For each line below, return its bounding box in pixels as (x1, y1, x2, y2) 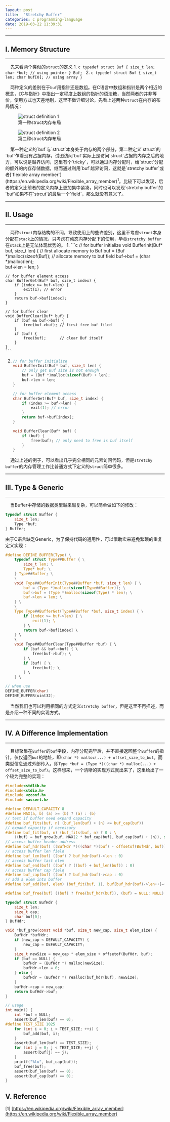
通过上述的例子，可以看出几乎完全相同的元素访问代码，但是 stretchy (10, 457, 153, 463)
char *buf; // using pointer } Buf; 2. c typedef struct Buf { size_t (5, 69, 157, 76)
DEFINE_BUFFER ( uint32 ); (5, 693, 56, 698)
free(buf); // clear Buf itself (23, 335, 103, 340)
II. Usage (5, 210, 34, 219)
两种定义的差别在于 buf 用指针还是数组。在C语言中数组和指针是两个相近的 (10, 84, 162, 91)
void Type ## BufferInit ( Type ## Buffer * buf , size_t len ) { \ (14, 580, 142, 586)
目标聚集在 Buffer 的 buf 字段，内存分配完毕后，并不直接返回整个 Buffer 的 (10, 748, 160, 754)
